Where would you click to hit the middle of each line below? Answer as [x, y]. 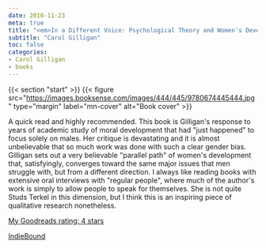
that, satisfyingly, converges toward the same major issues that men [120, 163]
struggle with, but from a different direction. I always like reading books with [132, 171]
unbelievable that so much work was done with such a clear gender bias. [127, 146]
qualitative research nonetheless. [63, 205]
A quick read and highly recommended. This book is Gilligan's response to [129, 121]
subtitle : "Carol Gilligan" [55, 38]
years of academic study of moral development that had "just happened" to [131, 130]
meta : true [26, 23]
